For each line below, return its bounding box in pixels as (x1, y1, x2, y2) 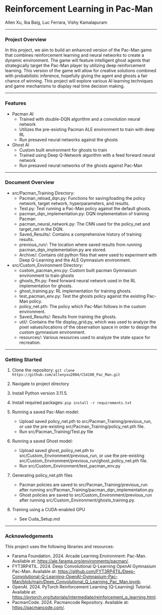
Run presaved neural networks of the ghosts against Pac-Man (19, 162, 143, 168)
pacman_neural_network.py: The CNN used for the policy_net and (19, 221, 150, 227)
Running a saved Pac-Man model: (12, 409, 80, 415)
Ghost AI (12, 142, 30, 147)
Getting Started (5, 356, 42, 363)
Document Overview (5, 179, 54, 186)
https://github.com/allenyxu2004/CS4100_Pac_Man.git (12, 372, 121, 377)
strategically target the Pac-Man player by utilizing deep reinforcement (5, 63, 146, 68)
